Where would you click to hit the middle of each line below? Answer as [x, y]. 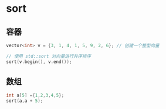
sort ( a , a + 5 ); [25, 101]
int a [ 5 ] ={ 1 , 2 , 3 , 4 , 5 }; [35, 95]
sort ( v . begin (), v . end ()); [39, 62]
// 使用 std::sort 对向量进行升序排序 [49, 56]
